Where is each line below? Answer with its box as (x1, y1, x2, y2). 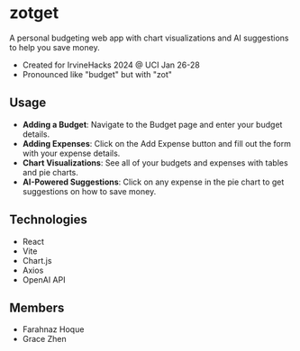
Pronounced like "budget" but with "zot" (22, 68, 173, 79)
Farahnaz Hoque (22, 324, 85, 335)
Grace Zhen (22, 334, 67, 345)
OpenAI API (22, 274, 66, 285)
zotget (9, 3, 59, 23)
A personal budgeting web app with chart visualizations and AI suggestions (9, 32, 289, 43)
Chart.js (22, 255, 52, 265)
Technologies (9, 212, 88, 228)
